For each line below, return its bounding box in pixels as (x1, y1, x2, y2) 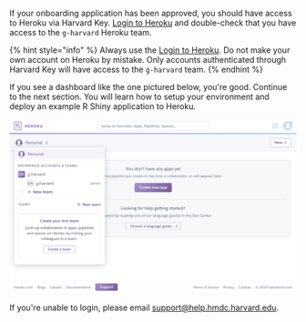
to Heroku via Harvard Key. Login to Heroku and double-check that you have (9, 17, 297, 28)
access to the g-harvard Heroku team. (9, 27, 152, 37)
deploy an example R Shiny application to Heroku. (9, 101, 196, 112)
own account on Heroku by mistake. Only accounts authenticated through (9, 55, 287, 65)
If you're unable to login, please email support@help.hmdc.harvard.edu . (9, 302, 280, 313)
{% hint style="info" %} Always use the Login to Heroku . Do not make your (9, 45, 291, 55)
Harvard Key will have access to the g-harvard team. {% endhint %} (9, 64, 264, 75)
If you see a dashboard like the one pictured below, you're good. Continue (9, 82, 288, 92)
